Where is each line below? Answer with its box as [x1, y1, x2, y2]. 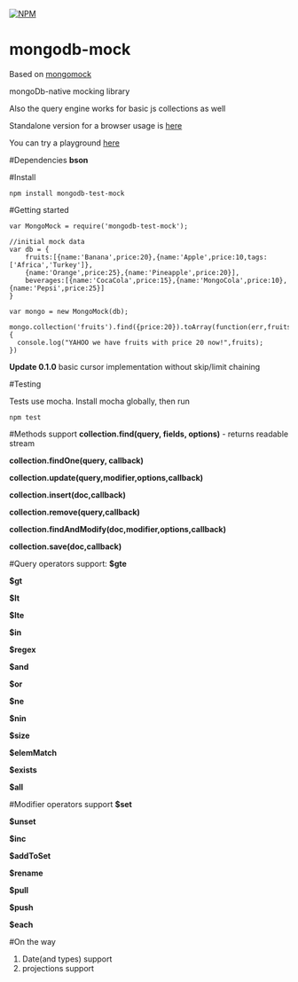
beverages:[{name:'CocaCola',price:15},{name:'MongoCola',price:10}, [25, 276, 288, 285]
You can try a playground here [9, 137, 120, 148]
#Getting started [9, 204, 69, 215]
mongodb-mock [9, 40, 131, 59]
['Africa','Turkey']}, [9, 260, 93, 270]
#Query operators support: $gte [9, 558, 127, 569]
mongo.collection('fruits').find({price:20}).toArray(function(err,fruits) [9, 322, 295, 332]
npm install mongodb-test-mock [9, 189, 125, 198]
